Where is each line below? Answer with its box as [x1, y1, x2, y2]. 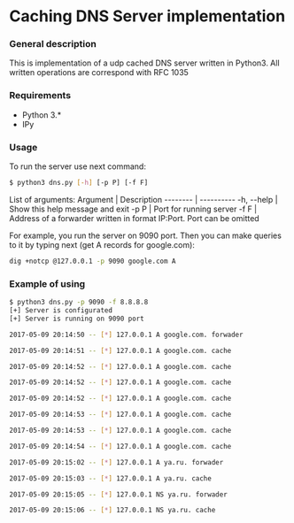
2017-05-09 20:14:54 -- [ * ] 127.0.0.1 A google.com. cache [9, 442, 232, 450]
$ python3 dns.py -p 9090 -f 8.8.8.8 [9, 298, 149, 307]
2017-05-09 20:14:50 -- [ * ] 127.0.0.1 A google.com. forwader [9, 330, 244, 339]
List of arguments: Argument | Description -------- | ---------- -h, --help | [9, 194, 278, 204]
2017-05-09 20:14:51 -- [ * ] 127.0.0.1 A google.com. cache [9, 346, 232, 355]
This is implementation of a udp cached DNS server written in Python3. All [9, 58, 281, 68]
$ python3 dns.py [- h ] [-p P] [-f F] [9, 179, 149, 188]
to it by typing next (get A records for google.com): [9, 239, 195, 250]
